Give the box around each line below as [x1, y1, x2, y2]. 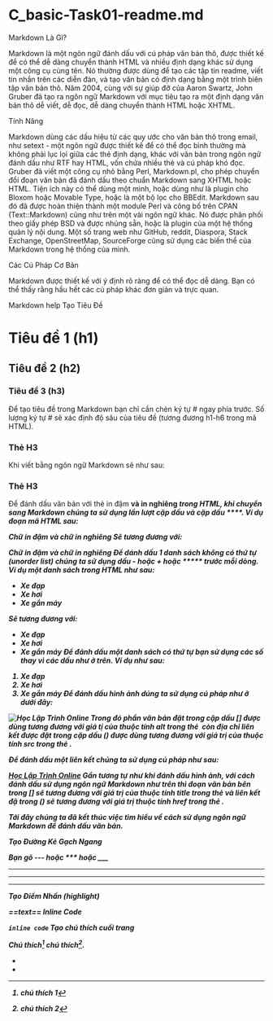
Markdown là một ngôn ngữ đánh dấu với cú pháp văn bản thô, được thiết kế [8, 48, 264, 58]
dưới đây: [19, 698, 54, 708]
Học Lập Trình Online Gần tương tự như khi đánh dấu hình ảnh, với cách [8, 771, 255, 781]
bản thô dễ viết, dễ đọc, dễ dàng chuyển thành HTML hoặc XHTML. [8, 100, 236, 110]
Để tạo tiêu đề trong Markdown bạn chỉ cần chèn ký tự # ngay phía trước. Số [8, 404, 265, 414]
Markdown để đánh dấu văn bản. [8, 821, 123, 831]
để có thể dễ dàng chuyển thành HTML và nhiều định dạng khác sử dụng [8, 57, 253, 67]
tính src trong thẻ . [8, 739, 72, 749]
